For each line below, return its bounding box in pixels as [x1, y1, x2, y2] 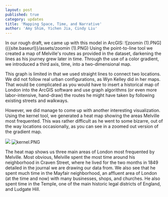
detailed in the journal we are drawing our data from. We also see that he [5, 165, 156, 171]
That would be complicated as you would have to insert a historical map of [5, 81, 159, 88]
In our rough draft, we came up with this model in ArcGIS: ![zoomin [5, 40, 143, 46]
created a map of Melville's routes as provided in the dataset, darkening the [5, 51, 161, 57]
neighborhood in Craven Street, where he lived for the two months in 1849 [5, 159, 158, 166]
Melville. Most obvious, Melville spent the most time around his [5, 154, 135, 160]
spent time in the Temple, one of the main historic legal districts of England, [5, 181, 161, 187]
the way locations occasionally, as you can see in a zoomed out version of [5, 124, 159, 130]
